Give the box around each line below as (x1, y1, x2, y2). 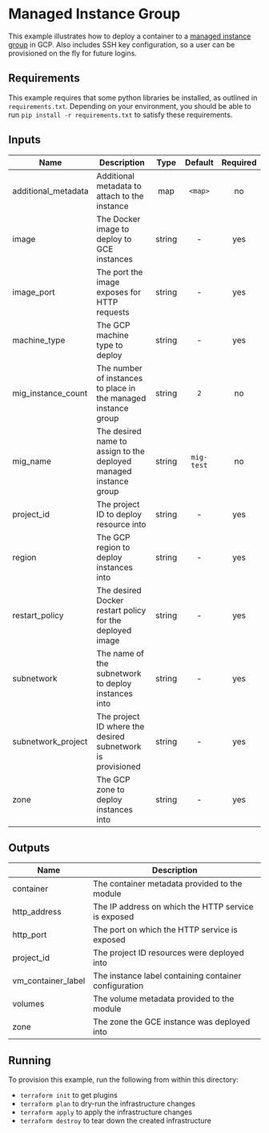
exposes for (96, 286, 142, 297)
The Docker (96, 213, 141, 224)
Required (221, 157, 257, 168)
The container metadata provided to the (93, 878, 243, 890)
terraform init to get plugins (19, 1091, 118, 1100)
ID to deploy (96, 508, 143, 520)
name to (96, 436, 127, 447)
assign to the (96, 445, 146, 456)
